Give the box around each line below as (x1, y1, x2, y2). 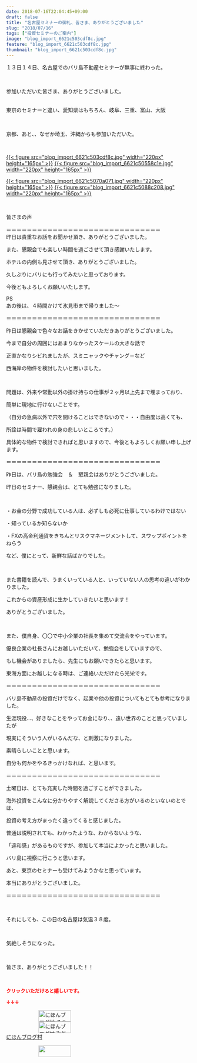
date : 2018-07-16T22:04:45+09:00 (6, 8, 88, 15)
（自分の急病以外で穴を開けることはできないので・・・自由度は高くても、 (6, 413, 186, 421)
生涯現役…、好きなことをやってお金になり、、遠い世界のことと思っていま (6, 714, 182, 721)
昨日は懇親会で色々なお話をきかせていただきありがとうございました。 (6, 327, 176, 334)
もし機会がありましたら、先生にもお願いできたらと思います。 (6, 657, 155, 664)
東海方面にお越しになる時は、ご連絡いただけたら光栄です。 (6, 669, 150, 677)
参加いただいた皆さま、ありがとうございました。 (6, 88, 125, 95)
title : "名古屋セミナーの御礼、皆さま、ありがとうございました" (6, 19, 144, 25)
